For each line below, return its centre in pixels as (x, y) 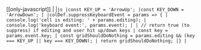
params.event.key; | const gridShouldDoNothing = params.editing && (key (101, 36)
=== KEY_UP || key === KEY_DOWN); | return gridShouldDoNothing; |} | (97, 41)
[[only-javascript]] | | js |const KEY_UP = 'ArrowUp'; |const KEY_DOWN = (95, 9)
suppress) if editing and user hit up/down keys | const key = (87, 30)
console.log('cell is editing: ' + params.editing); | (76, 20)
